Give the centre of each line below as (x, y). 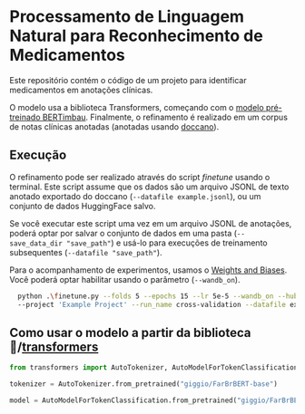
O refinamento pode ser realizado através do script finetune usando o (140, 177)
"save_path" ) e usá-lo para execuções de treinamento (167, 243)
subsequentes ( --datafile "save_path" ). (86, 252)
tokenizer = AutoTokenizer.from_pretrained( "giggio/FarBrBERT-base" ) (144, 384)
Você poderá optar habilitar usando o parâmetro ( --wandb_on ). (125, 279)
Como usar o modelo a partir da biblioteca (130, 332)
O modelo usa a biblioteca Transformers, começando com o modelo (137, 107)
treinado (25, 117)
